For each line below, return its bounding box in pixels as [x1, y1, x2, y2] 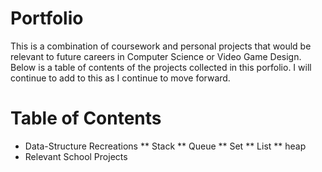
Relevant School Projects [24, 150, 128, 162]
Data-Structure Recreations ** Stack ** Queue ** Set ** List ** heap [24, 140, 307, 152]
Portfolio [10, 7, 84, 30]
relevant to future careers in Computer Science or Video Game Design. [10, 50, 302, 62]
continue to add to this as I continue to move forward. [10, 72, 231, 84]
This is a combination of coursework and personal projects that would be [10, 40, 312, 52]
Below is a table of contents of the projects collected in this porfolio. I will [10, 61, 312, 73]
